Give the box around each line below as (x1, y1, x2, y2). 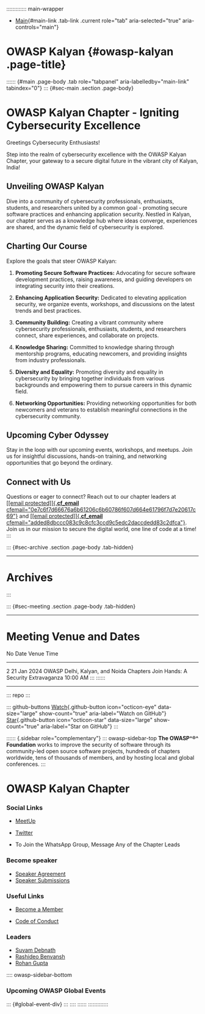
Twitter (15, 829, 34, 837)
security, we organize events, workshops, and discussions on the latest (15, 300, 195, 307)
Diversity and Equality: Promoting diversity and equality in (15, 368, 164, 376)
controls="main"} (15, 24, 59, 30)
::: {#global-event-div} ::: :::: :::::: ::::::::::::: (6, 1000, 109, 1008)
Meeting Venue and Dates (6, 630, 140, 644)
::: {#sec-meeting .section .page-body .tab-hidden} (6, 603, 136, 610)
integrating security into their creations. (15, 282, 115, 289)
